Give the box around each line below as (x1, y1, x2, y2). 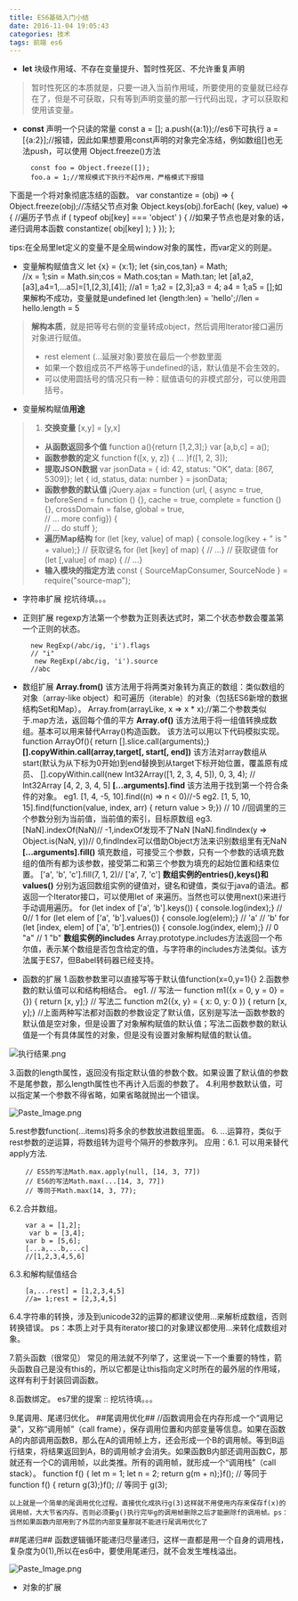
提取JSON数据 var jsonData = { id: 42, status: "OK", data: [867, (44, 464, 274, 475)
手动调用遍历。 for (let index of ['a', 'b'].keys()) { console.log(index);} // (21, 903, 283, 913)
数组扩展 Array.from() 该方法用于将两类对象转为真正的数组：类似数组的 (21, 682, 285, 692)
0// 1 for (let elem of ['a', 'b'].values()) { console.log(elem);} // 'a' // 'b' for (21, 912, 290, 923)
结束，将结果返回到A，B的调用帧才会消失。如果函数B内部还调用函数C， (16, 1446, 280, 1457)
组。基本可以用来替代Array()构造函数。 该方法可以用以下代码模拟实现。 (21, 726, 285, 737)
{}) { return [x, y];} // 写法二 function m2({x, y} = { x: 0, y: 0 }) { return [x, (21, 996, 287, 1007)
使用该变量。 (30, 104, 78, 116)
